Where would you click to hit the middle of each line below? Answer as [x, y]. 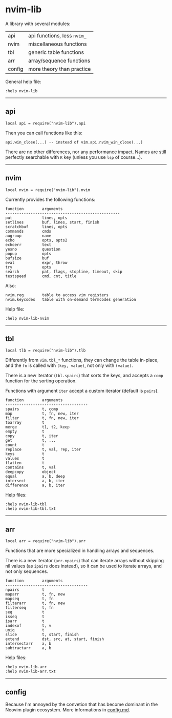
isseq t [25, 617]
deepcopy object [31, 472]
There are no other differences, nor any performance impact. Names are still [86, 152]
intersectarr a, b [28, 644]
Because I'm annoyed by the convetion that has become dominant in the [82, 704]
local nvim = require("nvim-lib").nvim [48, 190]
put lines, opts [36, 218]
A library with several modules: [38, 24]
